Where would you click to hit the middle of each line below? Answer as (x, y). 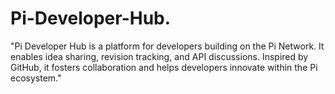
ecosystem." (36, 78)
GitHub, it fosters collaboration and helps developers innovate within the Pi (164, 67)
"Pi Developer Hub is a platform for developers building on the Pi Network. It (167, 46)
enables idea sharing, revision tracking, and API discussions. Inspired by (159, 56)
